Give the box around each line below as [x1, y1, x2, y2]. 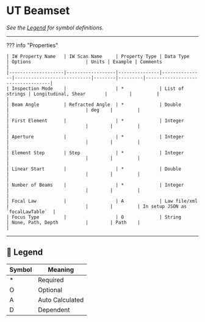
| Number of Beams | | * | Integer [6, 182, 184, 188]
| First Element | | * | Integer [6, 118, 184, 124]
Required [37, 275, 64, 284]
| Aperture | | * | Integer [6, 133, 184, 140]
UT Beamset [6, 4, 70, 18]
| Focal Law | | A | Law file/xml [6, 198, 198, 204]
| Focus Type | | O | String [6, 214, 182, 220]
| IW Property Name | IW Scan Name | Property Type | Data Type [6, 53, 190, 59]
